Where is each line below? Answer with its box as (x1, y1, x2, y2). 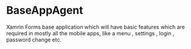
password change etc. (6, 36, 62, 43)
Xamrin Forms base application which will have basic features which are (6, 23, 186, 30)
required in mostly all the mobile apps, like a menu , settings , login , (6, 29, 175, 36)
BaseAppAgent (6, 4, 83, 17)
